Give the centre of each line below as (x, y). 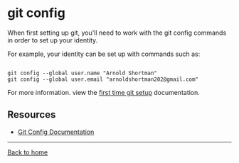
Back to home (28, 152)
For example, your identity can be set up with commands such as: (104, 54)
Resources (32, 115)
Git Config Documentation (56, 132)
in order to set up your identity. (53, 40)
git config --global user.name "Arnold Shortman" (83, 73)
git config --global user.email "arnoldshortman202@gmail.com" (103, 79)
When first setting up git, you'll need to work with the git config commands (117, 33)
